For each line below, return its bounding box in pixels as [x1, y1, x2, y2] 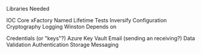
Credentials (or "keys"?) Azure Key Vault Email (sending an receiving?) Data [6, 35, 196, 41]
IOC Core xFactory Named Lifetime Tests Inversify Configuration [6, 17, 167, 23]
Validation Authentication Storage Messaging [6, 41, 119, 48]
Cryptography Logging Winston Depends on [6, 23, 117, 30]
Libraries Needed [6, 5, 50, 12]
